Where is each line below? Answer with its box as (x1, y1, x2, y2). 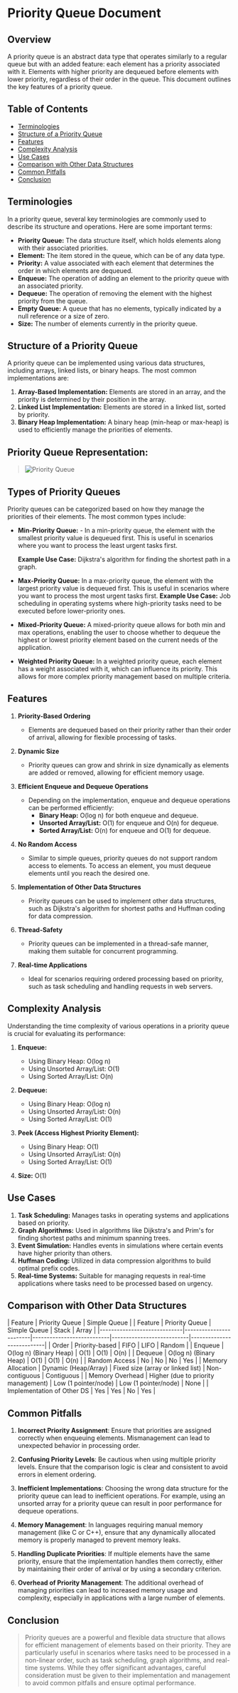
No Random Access (17, 839, 77, 849)
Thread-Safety (17, 925, 63, 934)
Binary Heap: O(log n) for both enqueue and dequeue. (38, 811, 199, 819)
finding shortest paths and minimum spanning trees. (17, 1233, 171, 1242)
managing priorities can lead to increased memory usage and (17, 1586, 198, 1595)
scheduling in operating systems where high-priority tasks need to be (17, 599, 222, 608)
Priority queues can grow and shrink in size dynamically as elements (28, 760, 229, 769)
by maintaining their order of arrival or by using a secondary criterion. (17, 1565, 222, 1573)
